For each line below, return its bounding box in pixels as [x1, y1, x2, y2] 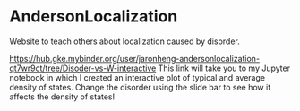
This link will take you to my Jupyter [158, 63, 291, 73]
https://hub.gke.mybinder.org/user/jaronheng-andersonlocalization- [9, 53, 261, 64]
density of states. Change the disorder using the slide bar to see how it [9, 81, 271, 92]
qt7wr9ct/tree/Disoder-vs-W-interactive [9, 63, 157, 73]
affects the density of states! [9, 91, 116, 102]
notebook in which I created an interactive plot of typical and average [9, 72, 266, 82]
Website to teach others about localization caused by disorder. [9, 36, 240, 47]
